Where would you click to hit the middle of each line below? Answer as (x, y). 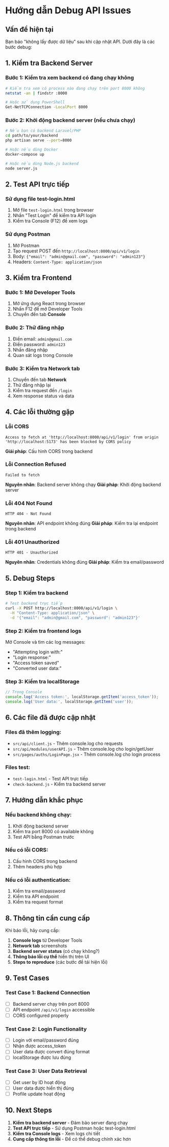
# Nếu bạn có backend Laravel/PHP (43, 131)
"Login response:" (32, 657)
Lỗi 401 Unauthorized (32, 542)
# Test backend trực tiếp (34, 604)
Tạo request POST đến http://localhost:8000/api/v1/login (76, 251)
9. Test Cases (27, 978)
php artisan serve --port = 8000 (39, 140)
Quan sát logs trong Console (43, 355)
